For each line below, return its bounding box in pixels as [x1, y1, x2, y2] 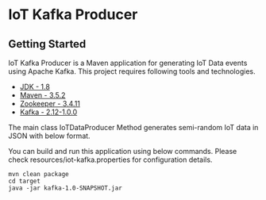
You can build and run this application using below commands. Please [8, 147, 237, 156]
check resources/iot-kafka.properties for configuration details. [8, 155, 213, 164]
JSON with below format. [8, 131, 91, 140]
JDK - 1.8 [19, 82, 50, 91]
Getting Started [8, 37, 87, 51]
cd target [8, 177, 41, 185]
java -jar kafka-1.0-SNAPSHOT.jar [8, 184, 123, 192]
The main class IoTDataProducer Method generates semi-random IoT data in [8, 123, 259, 132]
